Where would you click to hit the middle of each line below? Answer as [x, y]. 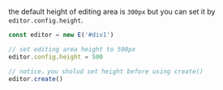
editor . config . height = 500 [56, 57]
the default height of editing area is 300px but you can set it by [112, 12]
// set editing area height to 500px [72, 49]
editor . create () [36, 79]
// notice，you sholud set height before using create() [106, 72]
